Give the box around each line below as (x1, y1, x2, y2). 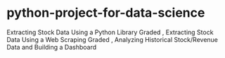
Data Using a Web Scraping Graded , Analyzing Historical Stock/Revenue (6, 35, 219, 43)
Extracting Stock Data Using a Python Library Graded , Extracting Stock (6, 28, 214, 36)
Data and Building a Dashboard (6, 43, 97, 51)
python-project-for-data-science (6, 5, 205, 21)
